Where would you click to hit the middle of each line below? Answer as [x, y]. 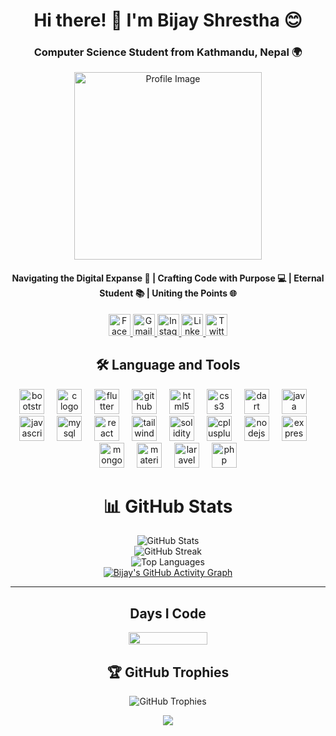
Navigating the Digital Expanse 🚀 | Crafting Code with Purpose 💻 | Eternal [168, 278]
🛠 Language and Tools [168, 365]
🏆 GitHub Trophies [168, 672]
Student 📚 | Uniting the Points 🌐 [168, 293]
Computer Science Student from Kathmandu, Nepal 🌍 [168, 52]
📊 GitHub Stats [168, 506]
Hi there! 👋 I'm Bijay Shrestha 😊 [168, 20]
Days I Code [168, 613]
